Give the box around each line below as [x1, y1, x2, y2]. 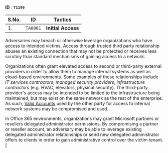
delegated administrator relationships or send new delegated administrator [5, 131, 159, 137]
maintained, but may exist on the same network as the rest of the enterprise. [5, 95, 163, 101]
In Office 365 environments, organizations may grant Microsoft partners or [5, 115, 159, 121]
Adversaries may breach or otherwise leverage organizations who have [5, 38, 153, 43]
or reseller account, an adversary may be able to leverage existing [5, 126, 142, 132]
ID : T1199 [5, 5, 25, 10]
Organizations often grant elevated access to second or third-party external [5, 63, 162, 69]
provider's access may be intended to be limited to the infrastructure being [5, 90, 160, 96]
